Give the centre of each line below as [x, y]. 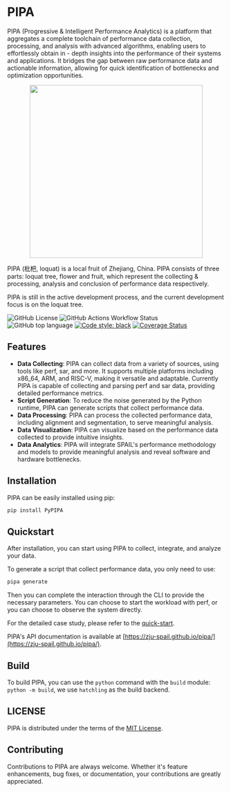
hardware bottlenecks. [49, 459]
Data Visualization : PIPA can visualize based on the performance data [118, 430]
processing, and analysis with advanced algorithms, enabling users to [107, 46]
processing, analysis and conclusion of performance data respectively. [108, 284]
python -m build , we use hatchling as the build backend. [89, 690]
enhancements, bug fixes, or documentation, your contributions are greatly [114, 774]
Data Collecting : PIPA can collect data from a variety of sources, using [118, 363]
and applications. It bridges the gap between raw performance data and [110, 60]
